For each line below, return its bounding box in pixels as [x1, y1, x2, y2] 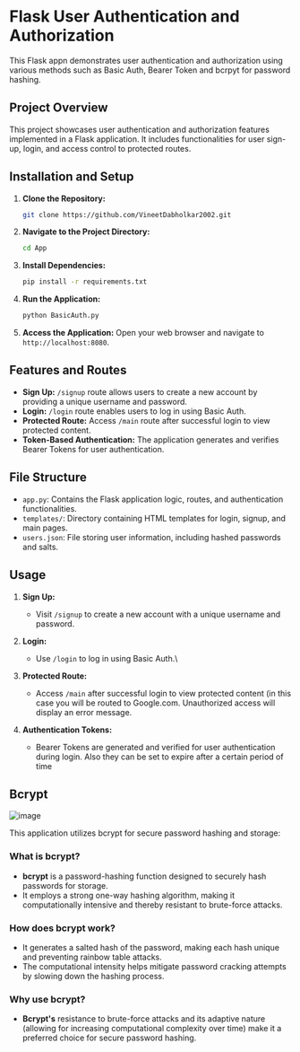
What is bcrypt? [9, 850, 81, 863]
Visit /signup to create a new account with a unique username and [35, 609, 281, 619]
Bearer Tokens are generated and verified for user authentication [35, 741, 276, 752]
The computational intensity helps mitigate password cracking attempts [21, 960, 287, 971]
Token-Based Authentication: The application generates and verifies [21, 434, 279, 445]
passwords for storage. [21, 880, 109, 890]
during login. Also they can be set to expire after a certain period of [35, 751, 284, 762]
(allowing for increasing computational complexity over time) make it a [21, 1023, 282, 1034]
